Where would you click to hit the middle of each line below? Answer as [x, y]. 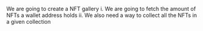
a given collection [28, 22]
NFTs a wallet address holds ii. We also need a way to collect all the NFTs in [102, 15]
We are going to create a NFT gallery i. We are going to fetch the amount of [101, 9]
